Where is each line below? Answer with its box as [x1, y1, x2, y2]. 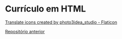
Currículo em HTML [5, 3, 86, 14]
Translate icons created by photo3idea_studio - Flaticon [5, 19, 117, 25]
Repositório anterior [5, 28, 45, 34]
